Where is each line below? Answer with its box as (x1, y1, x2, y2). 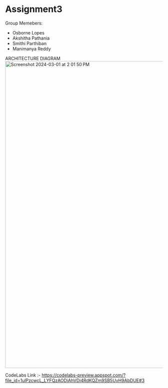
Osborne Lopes (12, 30, 45, 36)
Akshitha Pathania (12, 35, 50, 41)
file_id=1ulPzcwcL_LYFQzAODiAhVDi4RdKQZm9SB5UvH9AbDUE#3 (5, 377, 145, 383)
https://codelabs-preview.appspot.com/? (41, 372, 126, 378)
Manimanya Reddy (12, 46, 51, 52)
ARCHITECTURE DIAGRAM (5, 55, 61, 61)
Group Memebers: (5, 20, 43, 26)
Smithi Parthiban (12, 40, 47, 46)
